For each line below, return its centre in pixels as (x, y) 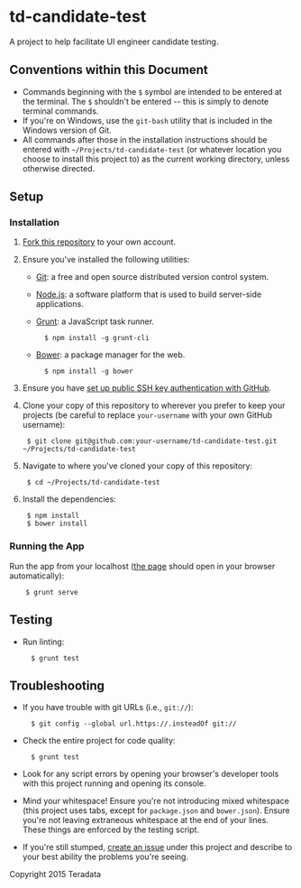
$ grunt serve (52, 592)
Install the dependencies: (69, 499)
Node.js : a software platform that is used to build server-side (149, 294)
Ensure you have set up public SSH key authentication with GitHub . (147, 388)
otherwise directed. (59, 168)
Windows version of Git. (67, 130)
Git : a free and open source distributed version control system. (152, 277)
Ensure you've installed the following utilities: (106, 260)
